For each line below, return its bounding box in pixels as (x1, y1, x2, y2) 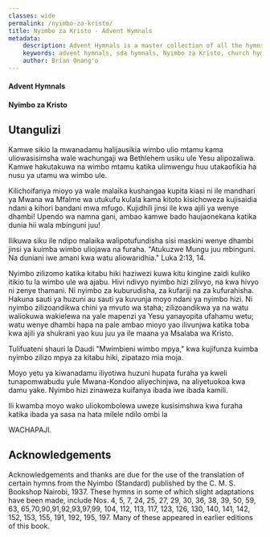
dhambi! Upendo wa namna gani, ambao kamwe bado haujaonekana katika (8, 211, 257, 221)
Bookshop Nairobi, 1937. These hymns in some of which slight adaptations (8, 486, 255, 496)
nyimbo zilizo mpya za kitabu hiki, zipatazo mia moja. (8, 352, 184, 362)
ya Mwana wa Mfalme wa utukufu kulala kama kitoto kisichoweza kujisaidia (8, 194, 257, 204)
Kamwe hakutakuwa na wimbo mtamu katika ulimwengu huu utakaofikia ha (8, 162, 257, 171)
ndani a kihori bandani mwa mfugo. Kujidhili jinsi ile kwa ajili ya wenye (8, 203, 239, 213)
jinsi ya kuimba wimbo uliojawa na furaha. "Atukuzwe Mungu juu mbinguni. (8, 244, 256, 254)
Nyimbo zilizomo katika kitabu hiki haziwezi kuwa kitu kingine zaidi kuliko (8, 268, 251, 278)
